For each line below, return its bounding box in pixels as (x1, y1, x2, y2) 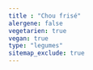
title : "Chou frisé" (8, 11, 82, 20)
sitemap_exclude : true (8, 49, 85, 57)
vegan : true (8, 34, 49, 43)
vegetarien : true (8, 27, 67, 35)
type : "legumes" (8, 42, 63, 50)
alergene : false (8, 19, 63, 27)
